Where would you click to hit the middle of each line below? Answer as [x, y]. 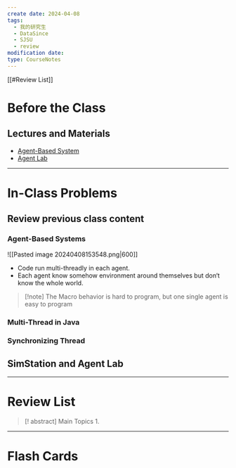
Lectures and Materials [59, 134]
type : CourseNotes [34, 60]
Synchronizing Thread [46, 341]
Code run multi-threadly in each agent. [73, 268]
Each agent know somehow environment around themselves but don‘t [118, 275]
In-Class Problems [63, 193]
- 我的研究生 [30, 27]
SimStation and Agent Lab [66, 364]
